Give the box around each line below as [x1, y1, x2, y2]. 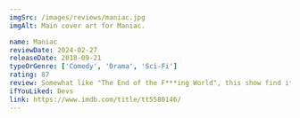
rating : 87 [9, 70, 50, 80]
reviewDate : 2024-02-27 [9, 45, 98, 54]
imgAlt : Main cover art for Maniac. [9, 21, 146, 30]
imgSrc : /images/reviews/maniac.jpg [9, 12, 146, 22]
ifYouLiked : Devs [9, 86, 74, 96]
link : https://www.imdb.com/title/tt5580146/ [9, 95, 181, 104]
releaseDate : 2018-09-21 [9, 54, 102, 63]
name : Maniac [9, 37, 58, 46]
